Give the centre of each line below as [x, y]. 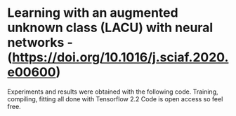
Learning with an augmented [93, 13]
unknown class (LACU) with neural [110, 28]
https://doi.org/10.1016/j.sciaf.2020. [120, 58]
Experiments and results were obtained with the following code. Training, [113, 92]
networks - [40, 43]
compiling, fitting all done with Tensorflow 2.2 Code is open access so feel [115, 99]
